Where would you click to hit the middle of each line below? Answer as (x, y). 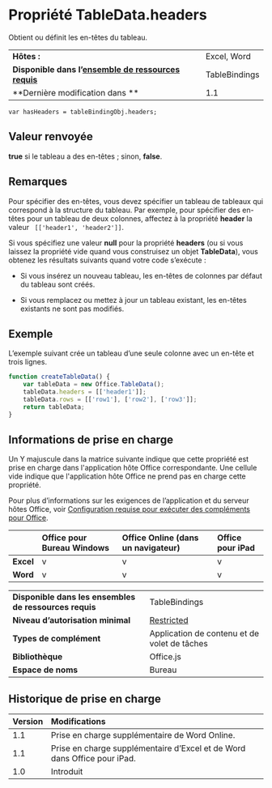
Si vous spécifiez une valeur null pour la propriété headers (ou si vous (126, 243)
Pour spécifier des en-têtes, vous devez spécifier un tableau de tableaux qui (136, 201)
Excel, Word (228, 56)
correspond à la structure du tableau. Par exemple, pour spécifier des (125, 210)
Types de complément (57, 639)
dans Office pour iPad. (93, 759)
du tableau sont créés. (57, 284)
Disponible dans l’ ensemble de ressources (96, 69)
